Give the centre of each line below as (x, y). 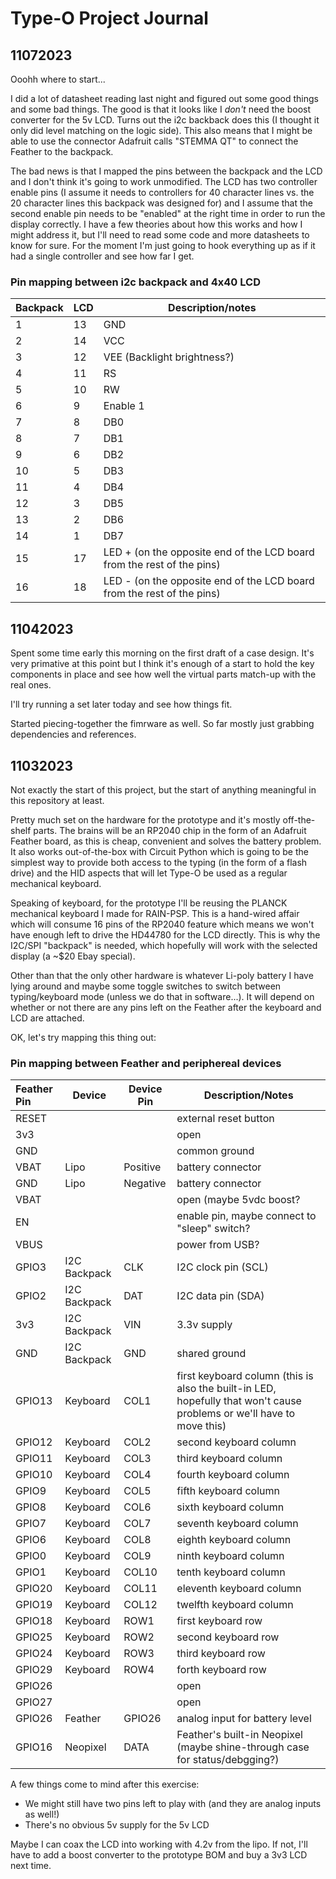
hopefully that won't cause (239, 1401)
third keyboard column (229, 1459)
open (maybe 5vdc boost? (238, 1200)
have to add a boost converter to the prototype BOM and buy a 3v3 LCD (159, 1855)
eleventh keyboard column (239, 1589)
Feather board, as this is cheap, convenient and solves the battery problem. (166, 841)
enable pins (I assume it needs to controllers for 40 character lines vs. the (162, 192)
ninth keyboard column (230, 1556)
